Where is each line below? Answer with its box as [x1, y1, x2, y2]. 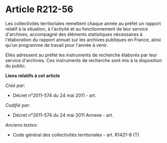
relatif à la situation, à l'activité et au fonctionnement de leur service [5, 25, 148, 32]
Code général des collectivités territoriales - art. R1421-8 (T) [12, 131, 139, 138]
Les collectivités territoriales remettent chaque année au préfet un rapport [5, 20, 161, 26]
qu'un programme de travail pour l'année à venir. [5, 42, 108, 48]
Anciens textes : [5, 122, 38, 128]
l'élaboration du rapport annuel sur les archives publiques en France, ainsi [5, 37, 161, 43]
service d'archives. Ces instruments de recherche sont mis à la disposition [5, 57, 162, 63]
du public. [5, 63, 27, 69]
